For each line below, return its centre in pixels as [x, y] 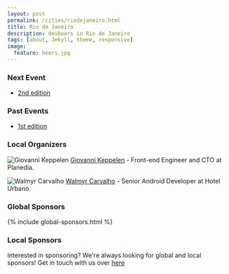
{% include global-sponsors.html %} [60, 222]
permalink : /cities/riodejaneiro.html [64, 20]
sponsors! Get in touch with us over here [66, 263]
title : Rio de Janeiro [40, 27]
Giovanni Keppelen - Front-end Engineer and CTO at [146, 159]
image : [17, 46]
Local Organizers [37, 145]
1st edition [32, 126]
